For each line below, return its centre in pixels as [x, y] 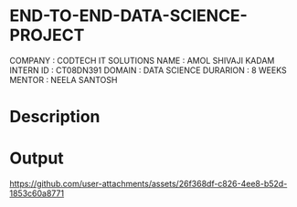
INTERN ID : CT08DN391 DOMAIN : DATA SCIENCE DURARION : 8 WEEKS [148, 70]
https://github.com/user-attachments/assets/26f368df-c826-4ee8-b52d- [148, 184]
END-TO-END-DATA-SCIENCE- [129, 16]
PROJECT [47, 35]
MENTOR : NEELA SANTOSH [64, 79]
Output [37, 158]
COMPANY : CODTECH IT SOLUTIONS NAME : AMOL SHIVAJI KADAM [142, 60]
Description [55, 117]
